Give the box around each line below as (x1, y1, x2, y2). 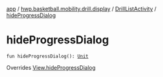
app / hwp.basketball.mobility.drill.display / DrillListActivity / (6, 5, 157, 12)
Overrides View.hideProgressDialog (6, 64, 96, 71)
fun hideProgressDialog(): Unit (6, 53, 89, 59)
